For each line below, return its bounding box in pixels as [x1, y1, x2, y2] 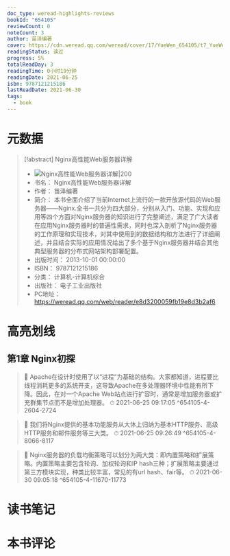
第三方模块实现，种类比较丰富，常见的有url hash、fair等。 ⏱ [23, 467, 195, 476]
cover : [7, 42, 26, 49]
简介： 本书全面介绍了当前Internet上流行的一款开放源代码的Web [34, 195, 215, 203]
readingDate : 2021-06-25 [7, 73, 78, 81]
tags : [7, 93, 23, 100]
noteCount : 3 [7, 29, 44, 36]
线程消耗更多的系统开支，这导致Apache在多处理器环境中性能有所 [23, 381, 208, 389]
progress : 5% [7, 55, 44, 62]
